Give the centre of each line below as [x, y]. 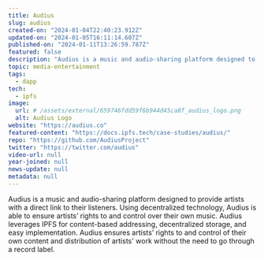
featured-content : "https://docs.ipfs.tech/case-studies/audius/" [119, 132]
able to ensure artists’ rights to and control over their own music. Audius [125, 215]
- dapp [26, 81]
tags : [17, 74]
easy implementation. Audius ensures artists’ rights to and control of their [127, 232]
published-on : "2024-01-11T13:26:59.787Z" [79, 45]
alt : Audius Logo [44, 118]
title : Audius [32, 15]
